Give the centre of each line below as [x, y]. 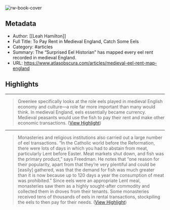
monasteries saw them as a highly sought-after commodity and [84, 186]
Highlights [22, 84]
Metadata [21, 24]
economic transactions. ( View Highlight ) [59, 123]
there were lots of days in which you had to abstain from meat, [83, 148]
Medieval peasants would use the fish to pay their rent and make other [91, 117]
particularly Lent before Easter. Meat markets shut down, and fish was [91, 153]
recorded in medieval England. [44, 57]
